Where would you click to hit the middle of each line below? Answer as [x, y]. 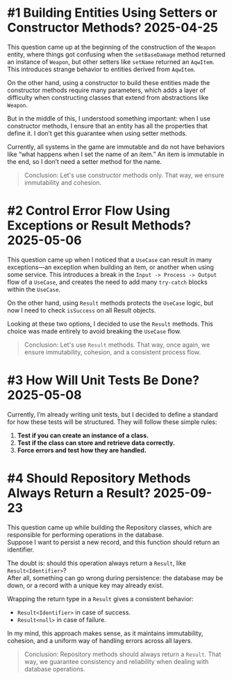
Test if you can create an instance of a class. [83, 435]
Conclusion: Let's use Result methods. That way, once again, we [117, 345]
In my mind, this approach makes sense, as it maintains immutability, [105, 633]
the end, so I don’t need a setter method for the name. [84, 161]
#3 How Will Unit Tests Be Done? [103, 380]
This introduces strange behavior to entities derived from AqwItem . [101, 69]
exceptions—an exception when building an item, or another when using [110, 267]
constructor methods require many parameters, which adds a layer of [107, 90]
